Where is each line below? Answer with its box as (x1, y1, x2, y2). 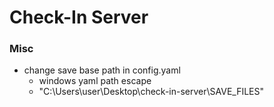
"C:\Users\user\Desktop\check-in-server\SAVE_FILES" (38, 86, 265, 98)
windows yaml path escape (38, 75, 152, 87)
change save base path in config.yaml (23, 64, 181, 76)
